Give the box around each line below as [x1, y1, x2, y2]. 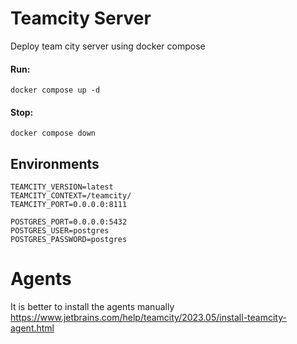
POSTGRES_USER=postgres [10, 226, 110, 236]
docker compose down [10, 128, 97, 139]
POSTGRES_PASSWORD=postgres [10, 235, 128, 245]
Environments [10, 155, 100, 172]
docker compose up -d [10, 85, 101, 96]
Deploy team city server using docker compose [10, 40, 206, 52]
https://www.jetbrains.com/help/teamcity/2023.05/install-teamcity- [10, 312, 287, 324]
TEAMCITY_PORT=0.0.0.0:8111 [10, 200, 128, 210]
